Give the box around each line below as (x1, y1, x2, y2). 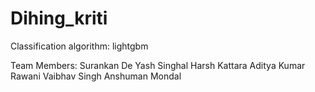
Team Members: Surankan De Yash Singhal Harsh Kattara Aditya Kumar (10, 59, 306, 71)
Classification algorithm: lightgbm (10, 40, 149, 52)
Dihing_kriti (10, 7, 108, 30)
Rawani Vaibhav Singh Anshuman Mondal (10, 70, 182, 82)
